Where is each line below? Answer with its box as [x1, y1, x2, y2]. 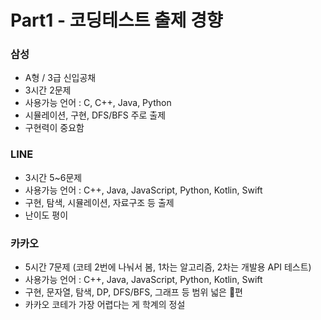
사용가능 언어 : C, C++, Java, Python [24, 97, 172, 109]
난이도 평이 [24, 209, 69, 221]
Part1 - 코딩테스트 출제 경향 [10, 9, 223, 32]
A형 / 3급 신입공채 [24, 72, 97, 84]
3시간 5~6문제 [24, 171, 83, 183]
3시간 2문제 [24, 84, 72, 96]
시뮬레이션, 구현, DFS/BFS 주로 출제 [24, 109, 167, 121]
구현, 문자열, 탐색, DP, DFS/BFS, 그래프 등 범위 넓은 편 [24, 286, 243, 298]
